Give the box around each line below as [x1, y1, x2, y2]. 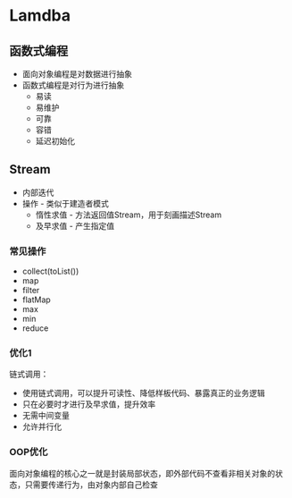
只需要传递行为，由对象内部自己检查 [24, 479, 158, 490]
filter [21, 285, 40, 296]
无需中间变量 [21, 410, 70, 421]
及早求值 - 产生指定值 [35, 220, 114, 231]
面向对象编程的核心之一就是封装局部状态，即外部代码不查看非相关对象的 [9, 468, 275, 478]
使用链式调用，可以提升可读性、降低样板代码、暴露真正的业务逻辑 [21, 388, 265, 399]
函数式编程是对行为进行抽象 [21, 80, 125, 90]
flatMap [21, 294, 51, 305]
